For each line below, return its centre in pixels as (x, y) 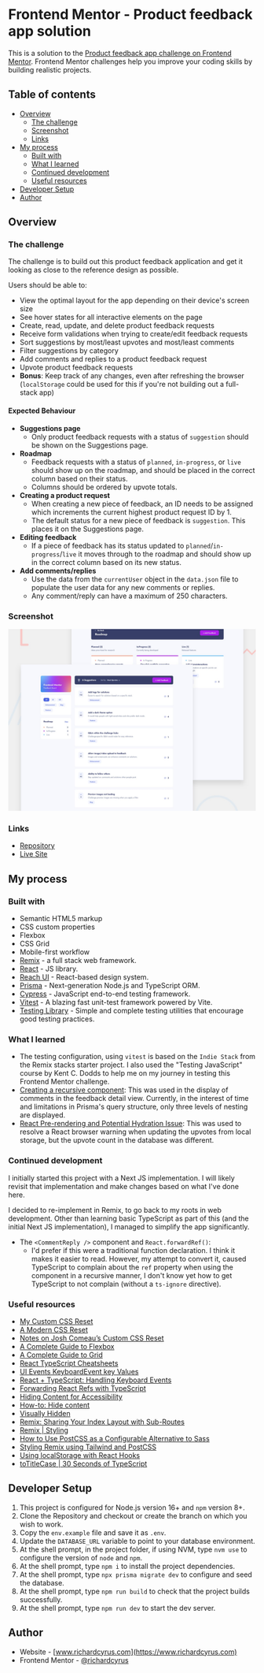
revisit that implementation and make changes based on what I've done (124, 1186)
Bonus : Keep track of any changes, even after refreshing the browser (132, 376)
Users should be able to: (48, 285)
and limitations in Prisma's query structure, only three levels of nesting (134, 1107)
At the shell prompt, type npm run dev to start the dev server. (117, 1608)
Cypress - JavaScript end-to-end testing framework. (105, 994)
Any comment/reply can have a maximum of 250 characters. (129, 596)
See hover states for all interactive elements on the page (111, 318)
